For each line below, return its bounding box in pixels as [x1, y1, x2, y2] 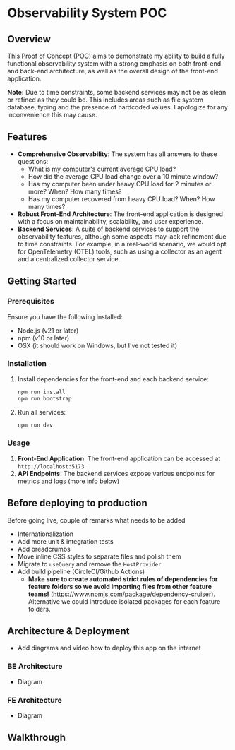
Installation [7, 359, 47, 369]
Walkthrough [7, 732, 66, 744]
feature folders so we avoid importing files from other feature [28, 582, 212, 590]
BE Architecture [7, 662, 63, 672]
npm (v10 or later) [17, 333, 70, 342]
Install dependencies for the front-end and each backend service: [17, 374, 210, 383]
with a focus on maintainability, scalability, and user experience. [17, 217, 204, 225]
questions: [17, 157, 49, 165]
